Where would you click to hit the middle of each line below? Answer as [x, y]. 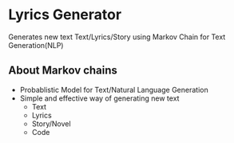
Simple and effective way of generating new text [99, 98]
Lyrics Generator [65, 15]
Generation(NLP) [36, 45]
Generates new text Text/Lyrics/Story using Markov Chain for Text [117, 37]
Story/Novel [51, 123]
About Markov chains [63, 71]
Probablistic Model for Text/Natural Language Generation [114, 89]
